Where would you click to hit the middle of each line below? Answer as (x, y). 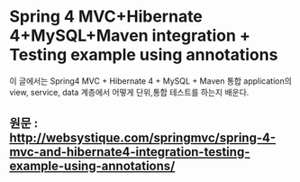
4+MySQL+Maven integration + (130, 36)
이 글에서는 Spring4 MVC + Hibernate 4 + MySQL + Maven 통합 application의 (151, 81)
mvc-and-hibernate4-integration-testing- (130, 152)
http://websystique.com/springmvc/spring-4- (143, 138)
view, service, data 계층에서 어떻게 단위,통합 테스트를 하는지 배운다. (129, 92)
